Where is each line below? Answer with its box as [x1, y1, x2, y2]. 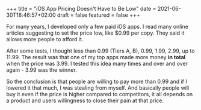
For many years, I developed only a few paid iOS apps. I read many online [6, 23, 188, 30]
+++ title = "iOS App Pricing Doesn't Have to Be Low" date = [6, 5, 156, 12]
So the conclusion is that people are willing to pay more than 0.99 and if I [6, 78, 188, 85]
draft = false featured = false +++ [57, 11, 140, 19]
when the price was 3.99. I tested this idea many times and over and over [6, 60, 188, 67]
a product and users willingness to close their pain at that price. [6, 97, 164, 104]
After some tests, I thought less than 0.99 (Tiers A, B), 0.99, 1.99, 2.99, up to [6, 47, 195, 54]
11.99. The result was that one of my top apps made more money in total [6, 54, 186, 60]
